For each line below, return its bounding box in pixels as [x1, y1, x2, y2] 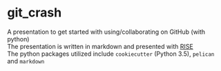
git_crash [7, 5, 62, 21]
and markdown [7, 57, 45, 65]
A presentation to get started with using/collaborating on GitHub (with [7, 28, 206, 36]
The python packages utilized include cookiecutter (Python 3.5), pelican [7, 50, 215, 58]
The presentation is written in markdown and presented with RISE [7, 42, 193, 50]
